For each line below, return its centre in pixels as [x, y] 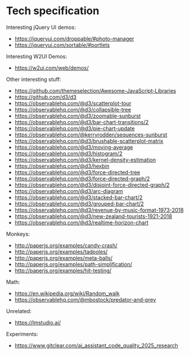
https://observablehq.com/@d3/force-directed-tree [77, 172]
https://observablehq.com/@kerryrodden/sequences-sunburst [91, 135]
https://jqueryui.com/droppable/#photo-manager [74, 38]
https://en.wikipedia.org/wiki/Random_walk [67, 293]
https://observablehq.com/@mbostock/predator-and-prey [85, 299]
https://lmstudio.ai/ [37, 323]
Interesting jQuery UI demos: [41, 27]
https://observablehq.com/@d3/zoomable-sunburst [78, 116]
